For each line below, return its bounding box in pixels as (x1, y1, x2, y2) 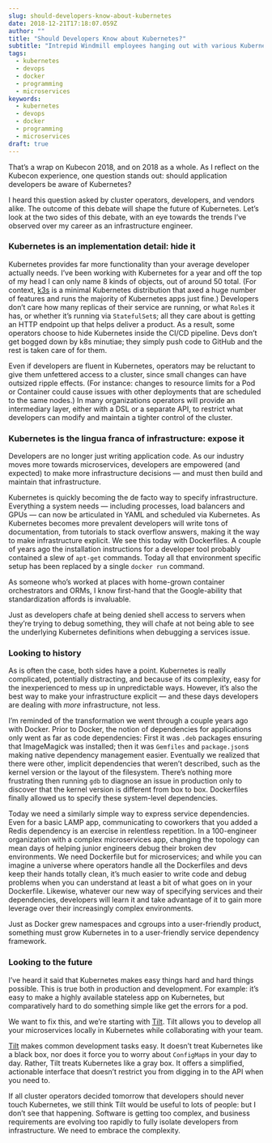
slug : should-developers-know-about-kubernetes (8, 11, 172, 20)
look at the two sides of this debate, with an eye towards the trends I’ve (8, 212, 247, 222)
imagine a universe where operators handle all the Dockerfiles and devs (8, 860, 249, 870)
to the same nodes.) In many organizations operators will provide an (8, 395, 236, 405)
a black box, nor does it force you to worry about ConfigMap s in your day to (8, 1049, 257, 1059)
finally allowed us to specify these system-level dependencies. (8, 793, 219, 803)
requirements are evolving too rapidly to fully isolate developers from (8, 1116, 239, 1126)
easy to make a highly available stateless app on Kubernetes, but (8, 992, 225, 1002)
